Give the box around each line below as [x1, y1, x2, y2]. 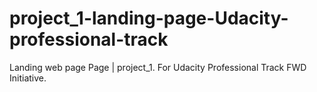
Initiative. [9, 72, 47, 84]
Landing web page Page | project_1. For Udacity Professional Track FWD [9, 61, 307, 73]
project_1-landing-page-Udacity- [9, 7, 289, 30]
